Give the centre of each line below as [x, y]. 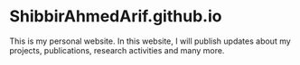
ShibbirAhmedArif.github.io [116, 16]
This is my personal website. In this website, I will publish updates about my [150, 41]
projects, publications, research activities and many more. [117, 50]
